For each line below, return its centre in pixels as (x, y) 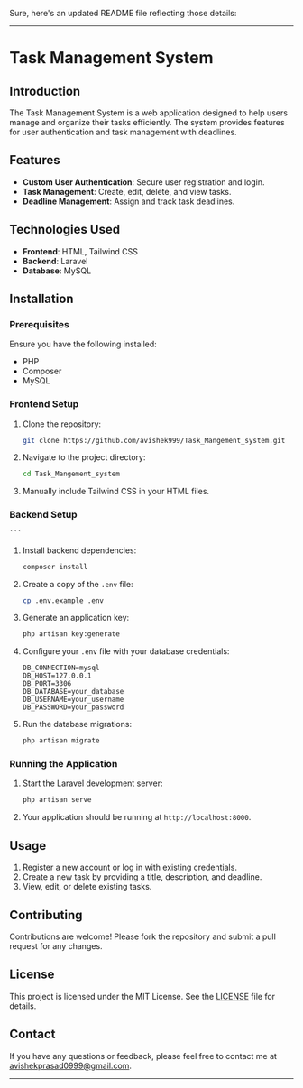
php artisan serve (57, 800)
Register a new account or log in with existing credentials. (129, 867)
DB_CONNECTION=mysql (61, 668)
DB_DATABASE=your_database (73, 692)
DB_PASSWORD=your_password (73, 707)
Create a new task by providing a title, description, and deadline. (142, 877)
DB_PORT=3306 (47, 684)
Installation (41, 299)
